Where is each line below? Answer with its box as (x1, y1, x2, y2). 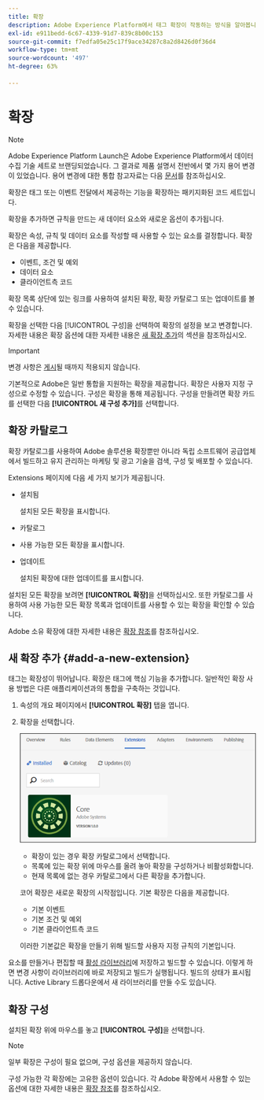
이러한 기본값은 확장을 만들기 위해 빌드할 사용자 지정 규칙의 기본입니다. (19, 941, 236, 950)
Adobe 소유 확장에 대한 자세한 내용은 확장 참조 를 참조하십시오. (8, 626, 200, 635)
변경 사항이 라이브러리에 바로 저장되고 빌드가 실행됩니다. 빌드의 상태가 (16, 968, 230, 977)
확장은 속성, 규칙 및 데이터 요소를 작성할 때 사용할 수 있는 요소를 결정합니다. (8, 231, 238, 240)
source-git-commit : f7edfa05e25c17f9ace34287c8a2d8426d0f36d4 (8, 38, 216, 46)
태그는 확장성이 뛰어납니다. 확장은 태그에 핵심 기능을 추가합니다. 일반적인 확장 (8, 674, 245, 683)
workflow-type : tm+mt (8, 46, 79, 54)
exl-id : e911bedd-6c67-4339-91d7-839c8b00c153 (8, 29, 163, 37)
